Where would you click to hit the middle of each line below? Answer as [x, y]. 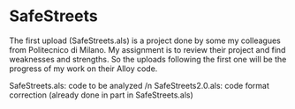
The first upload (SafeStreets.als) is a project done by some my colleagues [145, 40]
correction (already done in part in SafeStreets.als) [102, 95]
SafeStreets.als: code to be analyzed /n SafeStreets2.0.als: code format [139, 85]
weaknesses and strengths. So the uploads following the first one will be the [148, 59]
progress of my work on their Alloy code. [83, 69]
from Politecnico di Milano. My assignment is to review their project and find [147, 49]
